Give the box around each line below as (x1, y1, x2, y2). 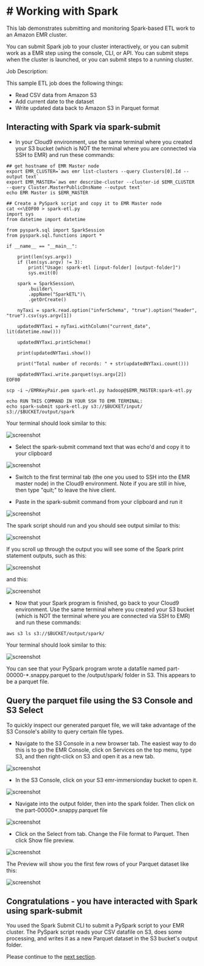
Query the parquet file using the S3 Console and (6, 695, 193, 706)
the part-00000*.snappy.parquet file (15, 806, 108, 813)
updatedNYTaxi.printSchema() (17, 339, 91, 346)
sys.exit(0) (28, 270, 59, 276)
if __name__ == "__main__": (6, 243, 78, 249)
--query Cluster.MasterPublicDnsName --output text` (6, 184, 143, 191)
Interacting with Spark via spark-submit (6, 122, 161, 133)
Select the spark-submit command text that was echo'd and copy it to (15, 443, 191, 450)
